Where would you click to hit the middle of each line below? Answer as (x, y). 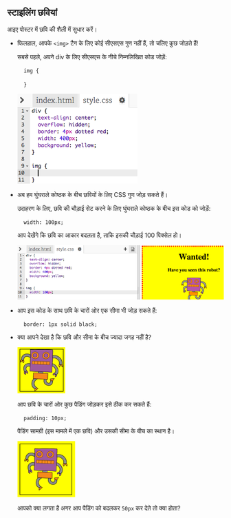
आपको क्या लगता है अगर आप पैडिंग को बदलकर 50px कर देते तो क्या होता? (99, 508)
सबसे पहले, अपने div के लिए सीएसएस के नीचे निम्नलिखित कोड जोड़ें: (92, 56)
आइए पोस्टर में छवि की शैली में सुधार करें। (52, 29)
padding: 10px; (45, 418)
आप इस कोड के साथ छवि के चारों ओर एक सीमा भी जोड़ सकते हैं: (87, 310)
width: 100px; (44, 222)
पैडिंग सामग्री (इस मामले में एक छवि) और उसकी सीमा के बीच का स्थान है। (96, 431)
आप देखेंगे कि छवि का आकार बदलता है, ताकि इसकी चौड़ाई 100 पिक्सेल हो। (99, 235)
